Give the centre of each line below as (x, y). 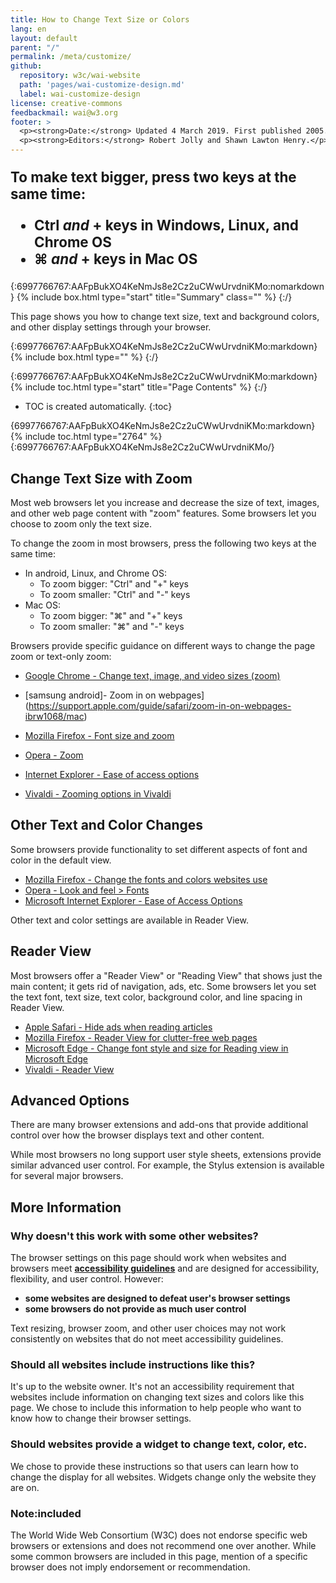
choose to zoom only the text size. (81, 523)
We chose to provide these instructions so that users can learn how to (154, 1466)
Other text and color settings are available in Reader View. (129, 920)
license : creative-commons (66, 103)
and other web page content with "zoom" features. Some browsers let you (163, 513)
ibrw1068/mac (54, 716)
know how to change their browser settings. (101, 1418)
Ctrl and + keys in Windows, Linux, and (166, 225)
